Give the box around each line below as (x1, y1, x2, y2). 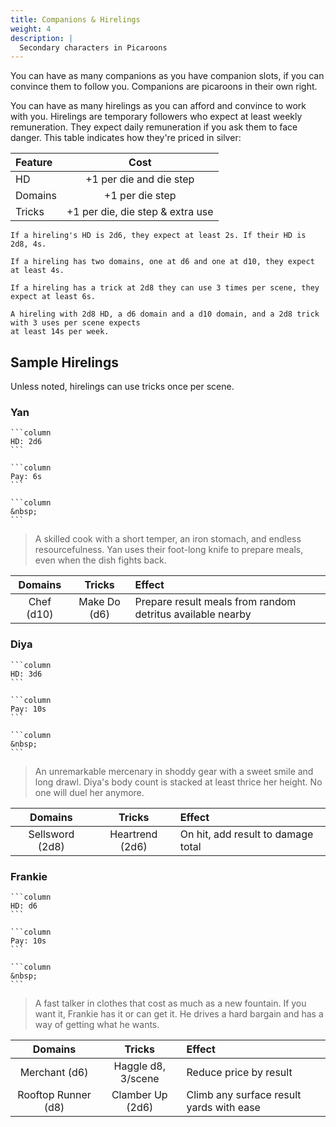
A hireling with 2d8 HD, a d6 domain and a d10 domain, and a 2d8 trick (10, 309, 320, 320)
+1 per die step (104, 189, 177, 203)
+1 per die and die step (85, 172, 195, 186)
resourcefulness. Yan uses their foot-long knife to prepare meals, (34, 544, 304, 556)
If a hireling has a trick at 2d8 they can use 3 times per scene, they (10, 283, 320, 293)
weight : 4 (10, 24, 52, 34)
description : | (10, 33, 74, 43)
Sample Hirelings (10, 354, 119, 371)
